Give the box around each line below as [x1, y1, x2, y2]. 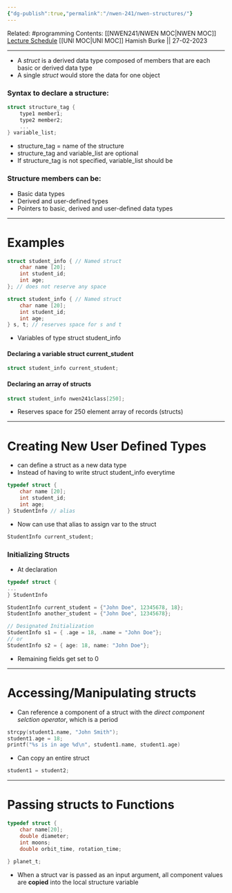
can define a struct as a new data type [17, 461, 127, 469]
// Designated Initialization [7, 622, 95, 630]
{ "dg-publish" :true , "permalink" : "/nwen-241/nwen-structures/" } [7, 10, 193, 17]
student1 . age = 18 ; [7, 735, 64, 742]
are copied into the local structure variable [17, 878, 139, 887]
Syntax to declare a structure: [7, 88, 109, 97]
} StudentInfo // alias [7, 507, 76, 514]
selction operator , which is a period [17, 715, 119, 723]
